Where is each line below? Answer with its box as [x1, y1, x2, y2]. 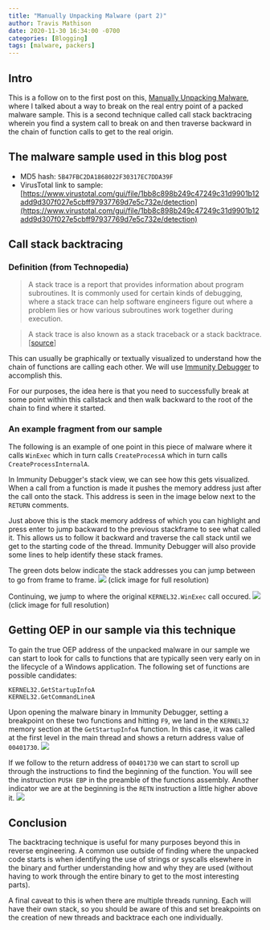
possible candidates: [8, 670, 77, 680]
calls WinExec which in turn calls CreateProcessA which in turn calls [8, 450, 227, 460]
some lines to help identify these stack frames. [8, 550, 163, 559]
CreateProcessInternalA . [8, 459, 90, 469]
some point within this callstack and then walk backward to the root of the [8, 395, 253, 404]
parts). [8, 880, 31, 890]
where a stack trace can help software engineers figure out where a [27, 297, 253, 306]
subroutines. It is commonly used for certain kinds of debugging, [27, 289, 243, 298]
